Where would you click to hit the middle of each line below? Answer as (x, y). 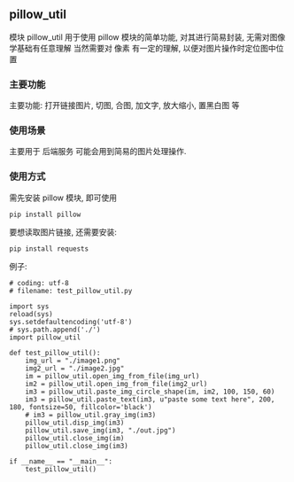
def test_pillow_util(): (55, 353)
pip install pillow (45, 214)
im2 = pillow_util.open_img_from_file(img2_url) (116, 384)
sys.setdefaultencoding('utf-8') (71, 322)
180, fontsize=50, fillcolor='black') (81, 407)
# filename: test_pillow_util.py (71, 291)
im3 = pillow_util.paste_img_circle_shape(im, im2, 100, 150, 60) (150, 392)
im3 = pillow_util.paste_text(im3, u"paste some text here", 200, (150, 399)
